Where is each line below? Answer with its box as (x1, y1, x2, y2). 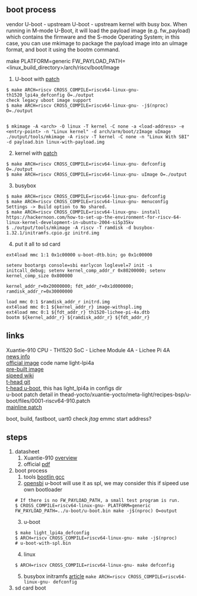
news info (6, 353, 30, 360)
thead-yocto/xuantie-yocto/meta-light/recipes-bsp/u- (59, 390, 192, 398)
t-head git (6, 378, 31, 385)
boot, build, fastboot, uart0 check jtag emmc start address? (6, 415, 152, 422)
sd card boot (14, 584, 46, 592)
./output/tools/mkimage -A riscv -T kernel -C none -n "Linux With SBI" (6, 134, 190, 139)
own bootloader (23, 486, 63, 493)
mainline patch (6, 403, 43, 411)
